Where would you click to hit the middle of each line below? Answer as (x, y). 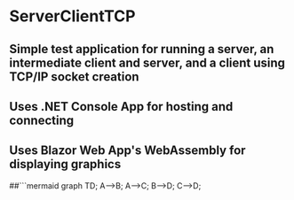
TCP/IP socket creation (74, 77)
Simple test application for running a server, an (142, 49)
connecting (41, 120)
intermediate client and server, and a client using (147, 62)
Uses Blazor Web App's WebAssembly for (127, 151)
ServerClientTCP (72, 16)
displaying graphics (65, 164)
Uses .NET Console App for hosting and (121, 107)
